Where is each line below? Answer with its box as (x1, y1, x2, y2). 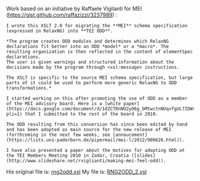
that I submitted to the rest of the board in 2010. (24, 111, 159, 117)
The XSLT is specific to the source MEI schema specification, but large (6, 75, 193, 81)
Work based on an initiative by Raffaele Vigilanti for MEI (6, 5, 142, 12)
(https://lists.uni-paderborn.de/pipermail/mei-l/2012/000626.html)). (6, 137, 185, 143)
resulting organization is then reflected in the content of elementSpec (6, 49, 193, 55)
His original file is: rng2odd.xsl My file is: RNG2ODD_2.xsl (6, 169, 147, 175)
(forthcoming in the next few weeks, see (6, 132, 111, 138)
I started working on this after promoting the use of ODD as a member (6, 96, 187, 101)
